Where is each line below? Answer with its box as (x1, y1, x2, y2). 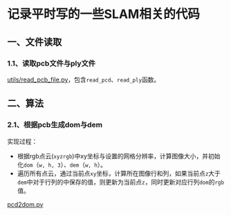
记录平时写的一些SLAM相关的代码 (7, 6, 201, 22)
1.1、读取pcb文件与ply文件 (7, 58, 95, 68)
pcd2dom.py (7, 200, 44, 208)
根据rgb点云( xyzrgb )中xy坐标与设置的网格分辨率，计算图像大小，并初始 (17, 151, 221, 160)
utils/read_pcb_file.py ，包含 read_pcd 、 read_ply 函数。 (7, 75, 160, 84)
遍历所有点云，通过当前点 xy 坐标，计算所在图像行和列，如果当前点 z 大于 (17, 169, 221, 177)
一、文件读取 (7, 36, 62, 48)
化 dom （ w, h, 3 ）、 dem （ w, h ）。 (17, 160, 107, 169)
